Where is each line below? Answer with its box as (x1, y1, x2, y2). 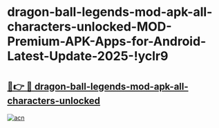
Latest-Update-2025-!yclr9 (7, 48, 169, 64)
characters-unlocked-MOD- (7, 19, 172, 35)
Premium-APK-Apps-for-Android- (7, 34, 207, 49)
